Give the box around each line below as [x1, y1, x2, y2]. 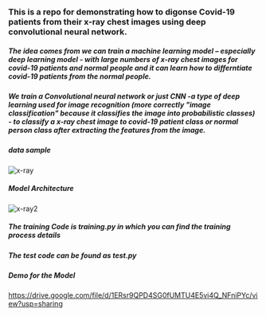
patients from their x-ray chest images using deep [8, 16, 206, 27]
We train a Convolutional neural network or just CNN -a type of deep [8, 91, 241, 101]
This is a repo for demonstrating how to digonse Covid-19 [8, 6, 235, 18]
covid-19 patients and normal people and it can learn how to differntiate [8, 63, 252, 72]
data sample [8, 146, 52, 155]
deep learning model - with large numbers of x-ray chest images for [8, 54, 239, 64]
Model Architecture [8, 184, 74, 193]
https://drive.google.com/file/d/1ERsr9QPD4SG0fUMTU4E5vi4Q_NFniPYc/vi [8, 291, 258, 300]
